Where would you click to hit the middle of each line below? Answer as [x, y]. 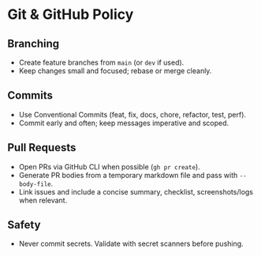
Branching [34, 44]
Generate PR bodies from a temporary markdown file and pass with [128, 175]
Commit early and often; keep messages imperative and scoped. [124, 123]
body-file [35, 184]
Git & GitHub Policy [71, 15]
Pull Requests [42, 148]
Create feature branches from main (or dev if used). [101, 62]
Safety [24, 225]
